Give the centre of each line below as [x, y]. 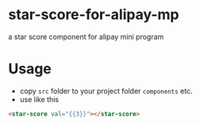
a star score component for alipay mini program [86, 37]
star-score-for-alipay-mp [94, 15]
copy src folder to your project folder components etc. [106, 91]
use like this [39, 99]
